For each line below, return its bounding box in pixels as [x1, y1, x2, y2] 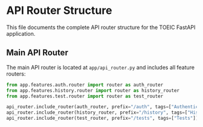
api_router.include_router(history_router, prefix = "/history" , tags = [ [6, 109, 188, 116]
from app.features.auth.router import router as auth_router [6, 82, 164, 88]
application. [6, 30, 36, 37]
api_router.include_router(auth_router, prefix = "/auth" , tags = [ [6, 104, 172, 110]
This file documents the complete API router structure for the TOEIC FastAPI [6, 24, 196, 31]
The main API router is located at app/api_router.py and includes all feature [6, 63, 195, 71]
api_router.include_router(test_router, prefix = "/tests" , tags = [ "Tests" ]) [6, 116, 199, 122]
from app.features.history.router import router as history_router [6, 87, 180, 94]
